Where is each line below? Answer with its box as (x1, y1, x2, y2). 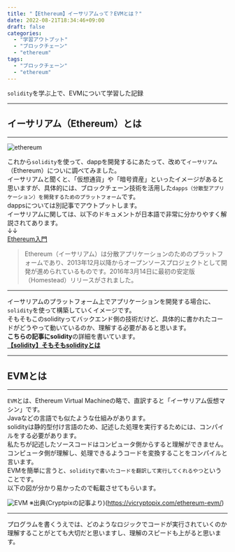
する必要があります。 (19, 431, 80, 440)
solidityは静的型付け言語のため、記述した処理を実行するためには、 (7, 423, 200, 431)
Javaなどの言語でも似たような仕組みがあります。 (7, 414, 149, 423)
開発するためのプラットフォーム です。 (43, 193, 140, 201)
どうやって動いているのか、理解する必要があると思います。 (19, 324, 190, 332)
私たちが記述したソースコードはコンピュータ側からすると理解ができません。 (7, 440, 227, 449)
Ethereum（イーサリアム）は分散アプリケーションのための (24, 249, 193, 259)
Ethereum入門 (7, 235, 48, 243)
